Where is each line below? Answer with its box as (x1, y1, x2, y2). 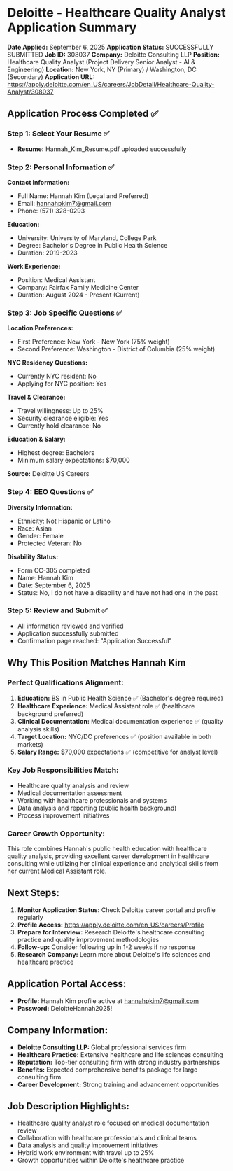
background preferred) (17, 709, 84, 718)
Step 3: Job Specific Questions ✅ (7, 308, 122, 318)
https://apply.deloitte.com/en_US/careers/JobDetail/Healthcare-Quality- (7, 80, 215, 88)
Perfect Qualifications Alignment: (7, 678, 124, 687)
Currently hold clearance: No (17, 421, 101, 430)
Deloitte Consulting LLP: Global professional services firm (17, 1043, 187, 1051)
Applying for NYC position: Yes (17, 379, 107, 388)
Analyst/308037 (7, 87, 54, 96)
